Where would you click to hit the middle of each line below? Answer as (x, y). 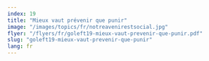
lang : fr (20, 46)
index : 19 (22, 14)
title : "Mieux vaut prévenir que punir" (68, 20)
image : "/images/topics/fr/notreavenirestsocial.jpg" (88, 27)
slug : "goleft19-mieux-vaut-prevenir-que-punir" (80, 40)
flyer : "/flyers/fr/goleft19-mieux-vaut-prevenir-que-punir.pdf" (105, 33)
